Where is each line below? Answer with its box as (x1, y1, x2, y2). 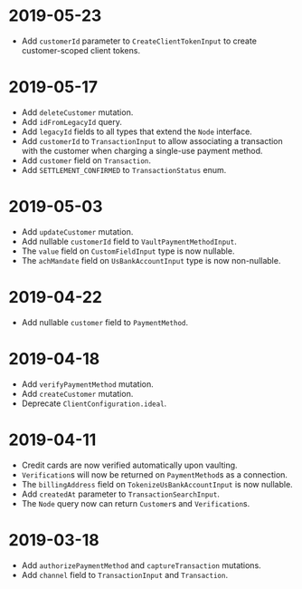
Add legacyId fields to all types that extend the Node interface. (21, 126, 252, 137)
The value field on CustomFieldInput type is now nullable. (21, 246, 235, 256)
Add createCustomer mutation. (21, 388, 134, 399)
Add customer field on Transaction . (21, 155, 151, 166)
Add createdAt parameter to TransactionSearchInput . (21, 488, 221, 499)
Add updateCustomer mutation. (21, 226, 134, 237)
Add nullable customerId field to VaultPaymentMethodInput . (21, 236, 237, 246)
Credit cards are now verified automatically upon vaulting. (21, 459, 238, 470)
